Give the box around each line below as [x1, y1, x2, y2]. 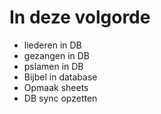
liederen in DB [23, 39, 82, 51]
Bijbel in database [23, 71, 98, 83]
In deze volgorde [9, 6, 151, 29]
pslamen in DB [23, 60, 84, 72]
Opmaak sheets [23, 81, 89, 93]
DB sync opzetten [23, 92, 98, 104]
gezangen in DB [23, 49, 91, 61]
